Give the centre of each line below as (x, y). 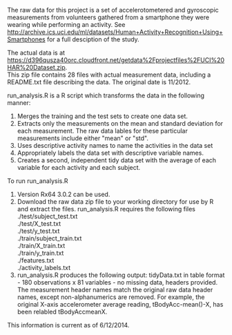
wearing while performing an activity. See (66, 25)
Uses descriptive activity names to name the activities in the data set (115, 145)
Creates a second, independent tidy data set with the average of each (116, 160)
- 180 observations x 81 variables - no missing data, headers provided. (117, 282)
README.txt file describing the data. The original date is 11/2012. (99, 82)
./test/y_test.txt (38, 231)
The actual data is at (36, 52)
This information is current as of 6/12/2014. (68, 325)
